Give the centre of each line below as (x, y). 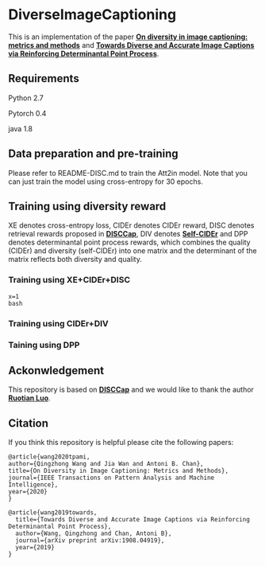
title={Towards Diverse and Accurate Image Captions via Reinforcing (132, 520)
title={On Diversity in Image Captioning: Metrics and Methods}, (118, 471)
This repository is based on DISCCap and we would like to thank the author (131, 390)
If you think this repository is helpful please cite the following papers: (121, 443)
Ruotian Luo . (29, 398)
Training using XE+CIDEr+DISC (69, 280)
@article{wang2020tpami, (49, 457)
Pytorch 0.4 (27, 113)
